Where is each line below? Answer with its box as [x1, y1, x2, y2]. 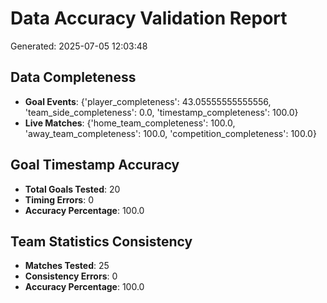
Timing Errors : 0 [24, 193, 94, 206]
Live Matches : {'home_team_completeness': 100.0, [24, 117, 236, 129]
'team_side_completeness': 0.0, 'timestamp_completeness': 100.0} [24, 106, 299, 118]
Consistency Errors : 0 [24, 270, 118, 282]
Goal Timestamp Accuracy [10, 157, 180, 174]
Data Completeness [10, 69, 137, 86]
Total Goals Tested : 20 [24, 183, 121, 195]
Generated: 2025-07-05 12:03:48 [10, 40, 148, 52]
